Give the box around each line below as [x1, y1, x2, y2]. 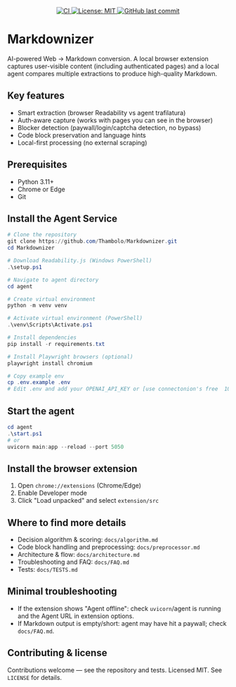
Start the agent [7, 405, 75, 417]
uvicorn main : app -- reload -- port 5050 [7, 443, 124, 450]
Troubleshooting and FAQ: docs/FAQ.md [17, 558, 130, 566]
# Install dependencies [7, 334, 77, 341]
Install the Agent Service [7, 212, 118, 224]
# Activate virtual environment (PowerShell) [7, 315, 143, 322]
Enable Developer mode [17, 489, 88, 497]
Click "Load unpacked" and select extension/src [17, 496, 159, 505]
